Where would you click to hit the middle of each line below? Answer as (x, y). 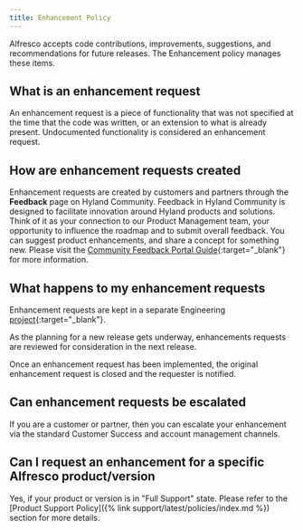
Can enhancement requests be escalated (128, 403)
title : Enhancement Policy (60, 18)
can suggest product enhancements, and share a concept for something (144, 240)
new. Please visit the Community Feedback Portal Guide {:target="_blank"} (147, 250)
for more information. (49, 260)
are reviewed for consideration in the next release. (103, 347)
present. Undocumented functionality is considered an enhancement (137, 132)
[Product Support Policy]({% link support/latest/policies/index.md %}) (140, 507)
